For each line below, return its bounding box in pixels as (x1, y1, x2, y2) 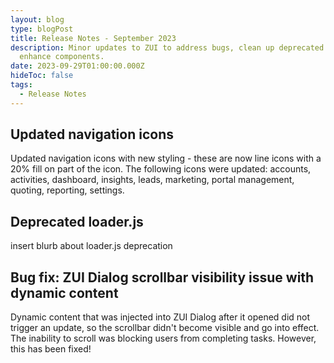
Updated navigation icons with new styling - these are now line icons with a (10, 152, 322, 165)
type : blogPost (10, 24, 74, 34)
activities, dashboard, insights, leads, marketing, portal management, (10, 174, 295, 186)
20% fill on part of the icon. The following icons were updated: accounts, (10, 163, 312, 175)
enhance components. (19, 52, 105, 62)
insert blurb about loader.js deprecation (10, 240, 173, 252)
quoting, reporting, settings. (10, 184, 125, 196)
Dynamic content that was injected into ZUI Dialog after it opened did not (10, 311, 311, 323)
